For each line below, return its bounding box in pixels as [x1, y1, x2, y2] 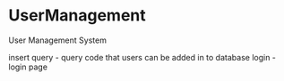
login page [8, 61, 48, 72]
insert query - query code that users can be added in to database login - [8, 52, 277, 62]
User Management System [8, 35, 107, 45]
